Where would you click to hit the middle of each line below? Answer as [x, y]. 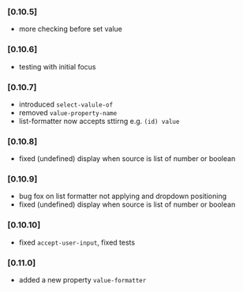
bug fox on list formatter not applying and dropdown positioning [123, 197]
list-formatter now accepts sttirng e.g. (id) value [99, 121]
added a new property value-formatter [82, 280]
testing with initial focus [57, 66]
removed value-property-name [68, 112]
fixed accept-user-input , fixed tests [77, 242]
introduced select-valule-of [66, 104]
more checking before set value [71, 29]
